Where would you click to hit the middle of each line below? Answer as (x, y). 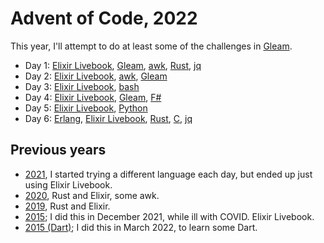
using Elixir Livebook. (68, 184)
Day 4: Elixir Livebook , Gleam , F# (93, 97)
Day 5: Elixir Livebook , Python (86, 108)
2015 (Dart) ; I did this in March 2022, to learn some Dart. (141, 227)
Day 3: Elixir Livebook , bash (82, 86)
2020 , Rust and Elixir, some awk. (92, 195)
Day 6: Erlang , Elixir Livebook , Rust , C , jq (108, 118)
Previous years (58, 150)
